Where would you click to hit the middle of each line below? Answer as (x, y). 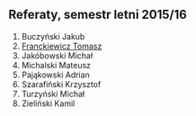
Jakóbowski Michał (57, 55)
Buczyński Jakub (53, 36)
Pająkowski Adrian (56, 75)
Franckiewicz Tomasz (62, 46)
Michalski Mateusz (56, 65)
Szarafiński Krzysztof (61, 84)
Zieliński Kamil (48, 103)
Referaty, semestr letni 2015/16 (98, 15)
